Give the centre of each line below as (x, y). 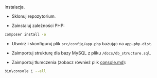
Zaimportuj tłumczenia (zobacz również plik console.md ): (69, 62)
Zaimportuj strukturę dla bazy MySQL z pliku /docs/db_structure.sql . (81, 53)
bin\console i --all (26, 71)
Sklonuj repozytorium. (34, 16)
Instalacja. (15, 7)
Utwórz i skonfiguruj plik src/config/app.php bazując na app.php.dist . (82, 43)
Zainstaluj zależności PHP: (38, 26)
